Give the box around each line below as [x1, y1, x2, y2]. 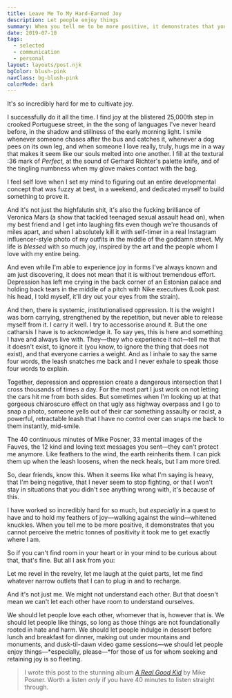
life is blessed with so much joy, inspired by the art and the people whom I [7, 242, 218, 251]
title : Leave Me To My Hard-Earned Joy [7, 10, 122, 17]
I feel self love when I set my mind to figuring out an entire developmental [7, 177, 216, 186]
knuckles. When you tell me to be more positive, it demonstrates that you [7, 521, 215, 529]
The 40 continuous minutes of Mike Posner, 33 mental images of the [7, 436, 202, 444]
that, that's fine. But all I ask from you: [7, 556, 115, 565]
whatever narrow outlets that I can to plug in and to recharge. [7, 577, 182, 585]
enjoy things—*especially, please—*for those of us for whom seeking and [7, 648, 217, 656]
